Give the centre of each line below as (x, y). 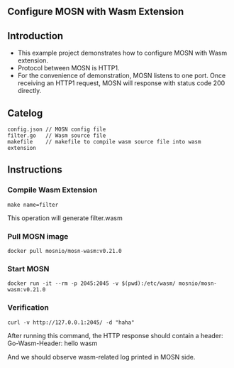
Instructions (35, 170)
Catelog (25, 113)
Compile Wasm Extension (52, 190)
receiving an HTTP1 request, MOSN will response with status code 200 (121, 83)
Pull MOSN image (38, 236)
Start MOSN (28, 269)
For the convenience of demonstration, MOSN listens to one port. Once (122, 76)
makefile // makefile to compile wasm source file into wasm (104, 142)
